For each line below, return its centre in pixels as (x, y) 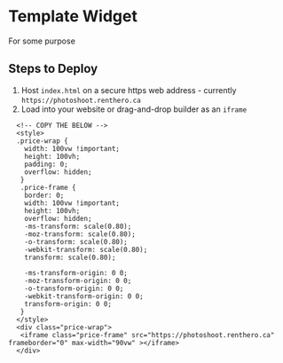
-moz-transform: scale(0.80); (80, 234)
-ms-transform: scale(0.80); (78, 226)
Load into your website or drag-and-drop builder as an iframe (134, 109)
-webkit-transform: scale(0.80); (86, 249)
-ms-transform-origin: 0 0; (76, 272)
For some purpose (42, 41)
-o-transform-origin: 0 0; (74, 288)
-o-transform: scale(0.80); (76, 241)
